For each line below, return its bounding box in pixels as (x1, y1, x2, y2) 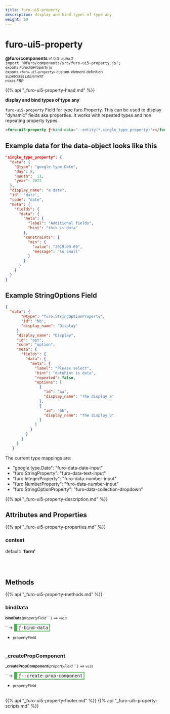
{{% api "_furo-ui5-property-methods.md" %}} (5, 592, 103, 598)
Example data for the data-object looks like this (5, 141, 157, 150)
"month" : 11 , (14, 174, 44, 179)
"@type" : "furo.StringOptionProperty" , (21, 314, 105, 319)
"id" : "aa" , (44, 389, 69, 395)
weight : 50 (5, 17, 28, 22)
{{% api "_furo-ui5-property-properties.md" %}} (5, 524, 106, 530)
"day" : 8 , (14, 169, 35, 174)
